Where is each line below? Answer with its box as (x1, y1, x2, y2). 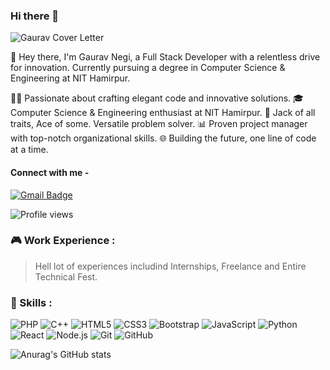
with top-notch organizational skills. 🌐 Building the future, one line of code (10, 132, 317, 144)
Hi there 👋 (10, 9, 60, 23)
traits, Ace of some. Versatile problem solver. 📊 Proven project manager (10, 118, 308, 130)
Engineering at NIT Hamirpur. (10, 72, 131, 84)
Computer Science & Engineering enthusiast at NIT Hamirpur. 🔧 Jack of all (10, 107, 316, 119)
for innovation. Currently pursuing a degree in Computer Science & (10, 62, 286, 74)
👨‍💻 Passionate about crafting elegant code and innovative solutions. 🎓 (10, 92, 304, 104)
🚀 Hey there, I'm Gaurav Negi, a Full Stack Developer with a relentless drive (10, 51, 321, 63)
